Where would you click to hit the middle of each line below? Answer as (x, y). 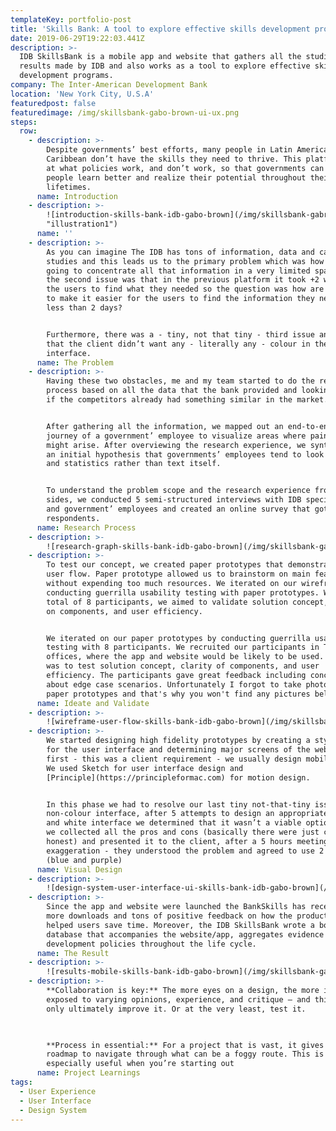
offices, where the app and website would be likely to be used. (185, 657)
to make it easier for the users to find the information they (180, 299)
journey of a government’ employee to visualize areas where (176, 436)
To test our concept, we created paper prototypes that (165, 565)
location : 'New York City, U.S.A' (82, 94)
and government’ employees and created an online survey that (178, 509)
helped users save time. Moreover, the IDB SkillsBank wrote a (180, 925)
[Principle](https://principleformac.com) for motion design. (178, 777)
